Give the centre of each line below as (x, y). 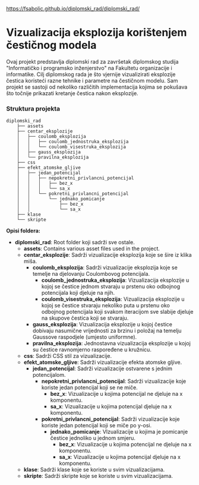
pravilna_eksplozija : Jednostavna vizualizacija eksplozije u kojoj (112, 344)
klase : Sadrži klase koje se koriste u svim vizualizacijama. (94, 470)
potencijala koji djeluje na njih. (78, 293)
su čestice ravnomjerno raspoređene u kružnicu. (92, 349)
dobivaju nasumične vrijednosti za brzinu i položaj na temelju (107, 331)
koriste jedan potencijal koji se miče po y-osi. (97, 426)
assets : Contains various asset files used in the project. (92, 248)
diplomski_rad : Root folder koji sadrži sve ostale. (75, 242)
